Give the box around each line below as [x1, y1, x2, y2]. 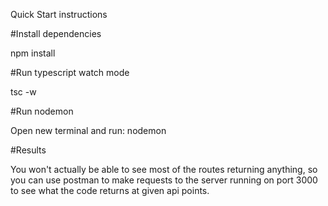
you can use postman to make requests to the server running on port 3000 [10, 174, 318, 186]
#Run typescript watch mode [10, 67, 130, 78]
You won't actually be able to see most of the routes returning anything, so [10, 164, 318, 175]
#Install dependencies [10, 28, 102, 39]
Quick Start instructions [10, 9, 108, 20]
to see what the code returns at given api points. [10, 185, 210, 196]
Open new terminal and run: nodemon [10, 125, 167, 136]
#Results [10, 144, 47, 156]
